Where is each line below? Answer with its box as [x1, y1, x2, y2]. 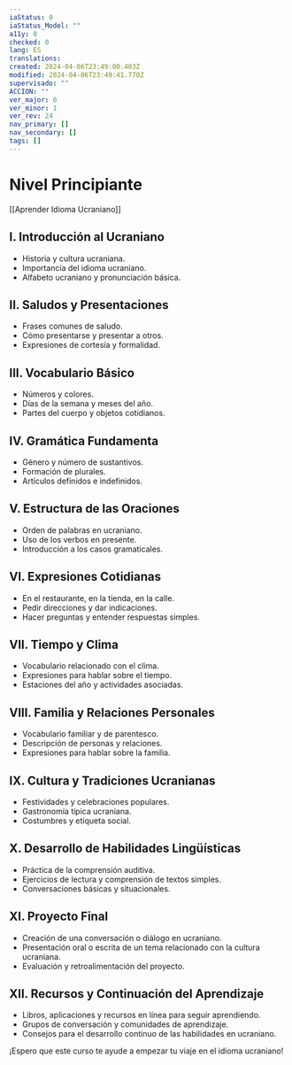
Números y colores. [21, 389, 95, 399]
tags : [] [9, 136, 42, 145]
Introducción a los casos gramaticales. [21, 544, 164, 554]
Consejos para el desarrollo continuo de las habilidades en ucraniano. [21, 1029, 277, 1039]
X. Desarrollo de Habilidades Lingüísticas [9, 841, 242, 856]
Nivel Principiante [9, 174, 143, 195]
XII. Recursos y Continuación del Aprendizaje [9, 986, 265, 1001]
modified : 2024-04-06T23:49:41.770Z [9, 71, 144, 80]
